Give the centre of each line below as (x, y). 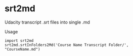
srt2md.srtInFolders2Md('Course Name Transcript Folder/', (67, 45)
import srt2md (19, 41)
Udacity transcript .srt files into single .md (47, 22)
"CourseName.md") (22, 49)
